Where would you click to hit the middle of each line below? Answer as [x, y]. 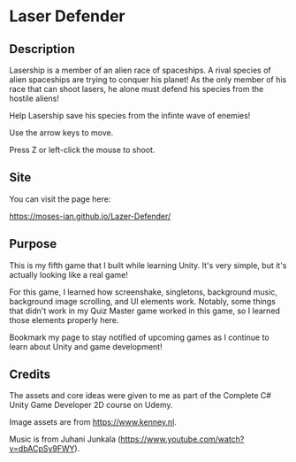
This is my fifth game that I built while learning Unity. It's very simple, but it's [148, 265]
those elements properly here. [64, 320]
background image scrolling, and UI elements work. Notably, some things [143, 301]
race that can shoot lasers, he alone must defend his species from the [137, 89]
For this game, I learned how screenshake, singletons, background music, [144, 292]
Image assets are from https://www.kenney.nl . [93, 422]
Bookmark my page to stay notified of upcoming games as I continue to [139, 337]
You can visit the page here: [60, 199]
